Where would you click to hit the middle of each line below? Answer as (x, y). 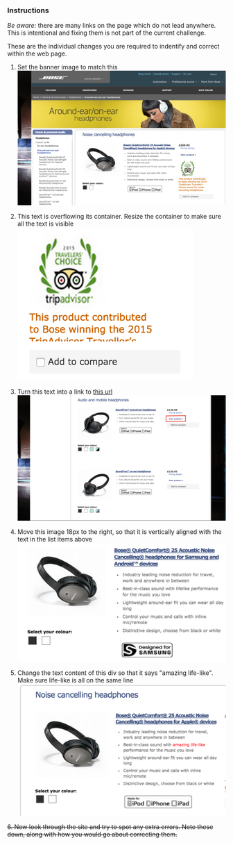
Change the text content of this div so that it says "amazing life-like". (115, 673)
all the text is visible (45, 224)
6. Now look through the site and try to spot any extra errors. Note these (110, 827)
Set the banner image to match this (67, 67)
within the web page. (37, 53)
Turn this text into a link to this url (65, 392)
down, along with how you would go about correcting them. (92, 835)
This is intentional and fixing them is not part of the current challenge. (107, 33)
